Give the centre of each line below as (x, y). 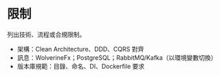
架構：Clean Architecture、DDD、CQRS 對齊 (80, 49)
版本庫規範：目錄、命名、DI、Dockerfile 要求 (81, 66)
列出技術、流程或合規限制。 (46, 34)
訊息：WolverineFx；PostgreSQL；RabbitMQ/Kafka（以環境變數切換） (117, 57)
